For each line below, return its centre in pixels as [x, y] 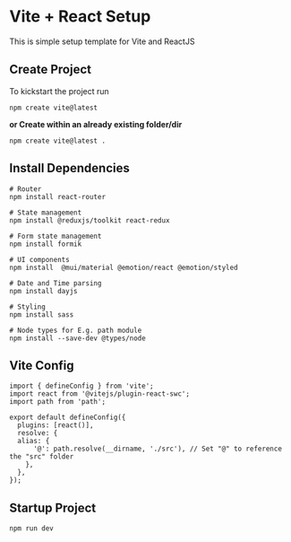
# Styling [28, 307]
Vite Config [42, 365]
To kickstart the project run [59, 91]
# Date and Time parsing [56, 283]
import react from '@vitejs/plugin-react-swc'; [100, 394]
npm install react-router [57, 197]
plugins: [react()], [56, 425]
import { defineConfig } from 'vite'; [81, 386]
